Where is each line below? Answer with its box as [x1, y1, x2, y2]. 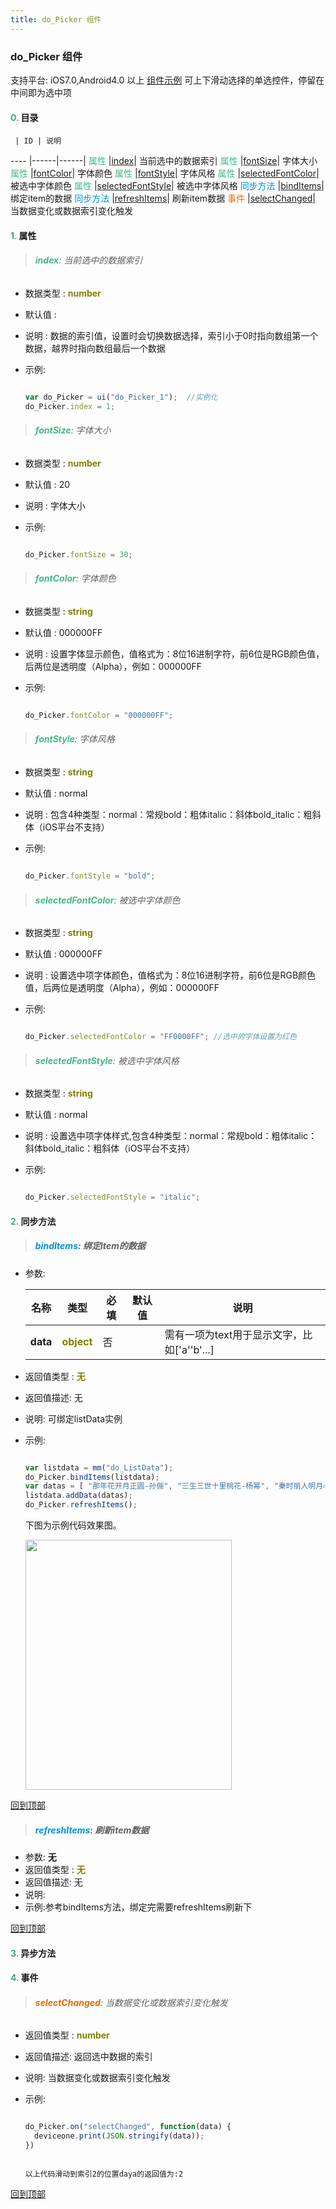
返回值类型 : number [24, 2029, 110, 2041]
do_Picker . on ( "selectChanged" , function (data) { [24, 2122, 232, 2132]
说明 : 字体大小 [24, 499, 86, 511]
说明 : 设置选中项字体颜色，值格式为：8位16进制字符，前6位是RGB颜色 [24, 969, 317, 981]
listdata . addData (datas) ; [24, 1491, 133, 1501]
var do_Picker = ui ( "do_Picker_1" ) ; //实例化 [24, 392, 218, 402]
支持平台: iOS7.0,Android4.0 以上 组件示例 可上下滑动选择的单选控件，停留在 [10, 74, 325, 86]
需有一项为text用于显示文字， [164, 1327, 303, 1341]
